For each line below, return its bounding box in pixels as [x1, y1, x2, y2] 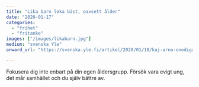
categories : [6, 19, 36, 25]
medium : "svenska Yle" [6, 42, 62, 48]
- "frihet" [11, 25, 38, 31]
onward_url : [6, 47, 36, 53]
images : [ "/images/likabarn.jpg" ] [6, 36, 92, 42]
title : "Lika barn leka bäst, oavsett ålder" [6, 8, 120, 15]
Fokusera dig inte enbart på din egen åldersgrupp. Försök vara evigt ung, [6, 68, 185, 75]
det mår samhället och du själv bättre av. [6, 74, 105, 81]
